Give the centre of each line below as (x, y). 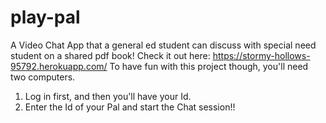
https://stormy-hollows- (261, 55)
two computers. (43, 77)
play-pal (45, 17)
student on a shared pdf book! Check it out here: (110, 55)
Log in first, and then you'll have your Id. (108, 96)
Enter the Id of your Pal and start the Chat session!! (130, 107)
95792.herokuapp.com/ (59, 66)
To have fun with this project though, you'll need (209, 66)
